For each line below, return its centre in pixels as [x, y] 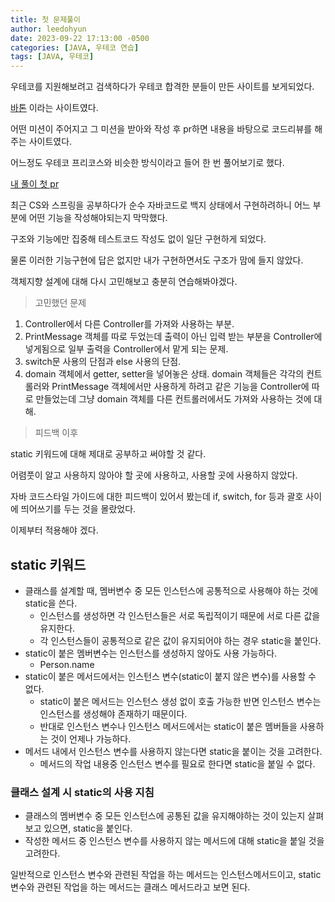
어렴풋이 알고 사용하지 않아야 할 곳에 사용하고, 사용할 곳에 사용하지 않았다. [154, 475]
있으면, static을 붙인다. [88, 828]
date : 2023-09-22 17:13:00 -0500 [80, 38]
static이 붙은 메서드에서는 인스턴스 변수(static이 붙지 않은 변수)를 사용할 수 [170, 676]
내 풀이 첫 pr [35, 184]
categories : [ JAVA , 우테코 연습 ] [75, 47]
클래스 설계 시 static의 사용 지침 [82, 792]
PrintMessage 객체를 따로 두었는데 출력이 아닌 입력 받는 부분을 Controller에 [173, 337]
